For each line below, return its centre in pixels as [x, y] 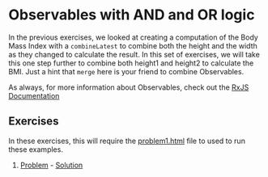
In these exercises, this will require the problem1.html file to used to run [127, 141]
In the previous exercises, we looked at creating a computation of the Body [134, 37]
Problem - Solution [51, 165]
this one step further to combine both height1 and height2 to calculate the [131, 63]
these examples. [36, 149]
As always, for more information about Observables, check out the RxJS [129, 87]
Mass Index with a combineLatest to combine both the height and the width [133, 45]
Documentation [34, 95]
